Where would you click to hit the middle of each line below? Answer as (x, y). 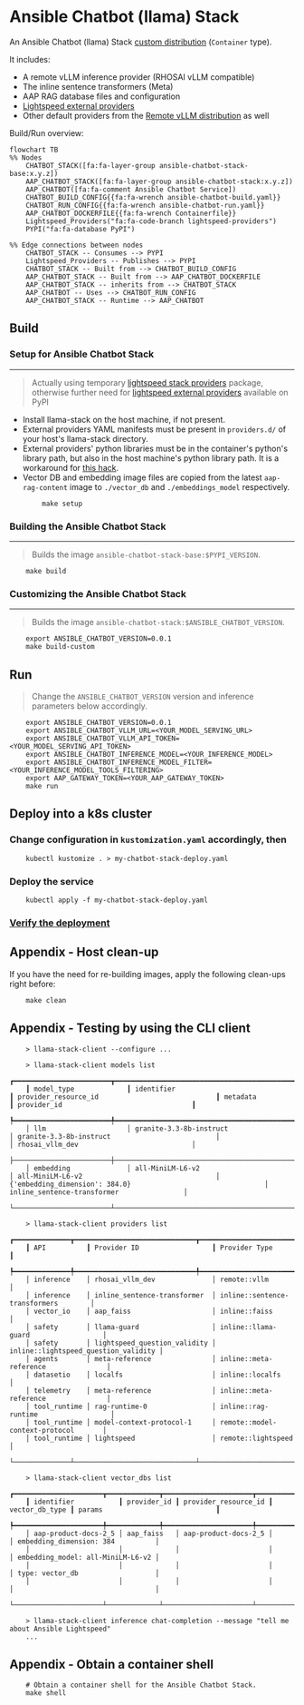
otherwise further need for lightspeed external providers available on (160, 392)
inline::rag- (245, 1406)
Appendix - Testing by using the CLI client (130, 1029)
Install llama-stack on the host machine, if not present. (124, 419)
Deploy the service (52, 881)
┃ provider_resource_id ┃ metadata (133, 1097)
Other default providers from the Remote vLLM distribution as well (146, 115)
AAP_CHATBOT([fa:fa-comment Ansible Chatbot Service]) (131, 189)
